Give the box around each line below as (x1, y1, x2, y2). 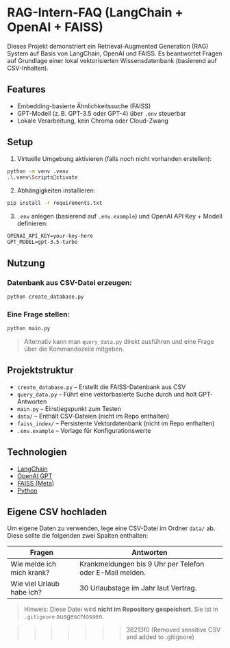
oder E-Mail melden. (79, 568, 146, 577)
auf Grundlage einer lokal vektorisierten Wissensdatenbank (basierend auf (7, 56, 217, 64)
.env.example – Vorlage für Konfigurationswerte (16, 426, 151, 434)
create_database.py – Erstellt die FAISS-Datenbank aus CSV (16, 382, 186, 391)
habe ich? (10, 588, 42, 597)
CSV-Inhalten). (7, 64, 49, 72)
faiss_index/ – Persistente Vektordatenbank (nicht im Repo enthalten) (16, 419, 215, 427)
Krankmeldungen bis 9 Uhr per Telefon (79, 560, 205, 569)
